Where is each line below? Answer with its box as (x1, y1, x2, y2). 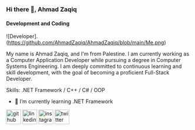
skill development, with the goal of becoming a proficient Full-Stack (6, 69, 170, 76)
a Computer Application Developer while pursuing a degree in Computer (6, 57, 181, 64)
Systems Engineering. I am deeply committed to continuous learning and (6, 63, 182, 70)
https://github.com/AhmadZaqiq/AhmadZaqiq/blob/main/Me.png (8, 39, 164, 46)
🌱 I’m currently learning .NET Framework (14, 98, 113, 105)
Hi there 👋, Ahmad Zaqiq (6, 5, 78, 13)
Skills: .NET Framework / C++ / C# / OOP (6, 87, 106, 94)
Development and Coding (6, 20, 70, 27)
